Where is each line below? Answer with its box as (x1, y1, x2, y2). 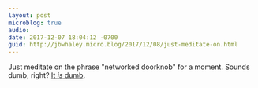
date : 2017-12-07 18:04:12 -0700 (8, 33, 118, 42)
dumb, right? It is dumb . (8, 71, 85, 80)
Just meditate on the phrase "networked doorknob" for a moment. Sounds (8, 62, 250, 71)
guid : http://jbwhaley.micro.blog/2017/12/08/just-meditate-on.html (8, 41, 238, 49)
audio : (8, 26, 30, 34)
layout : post (8, 11, 51, 20)
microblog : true (8, 19, 62, 27)
